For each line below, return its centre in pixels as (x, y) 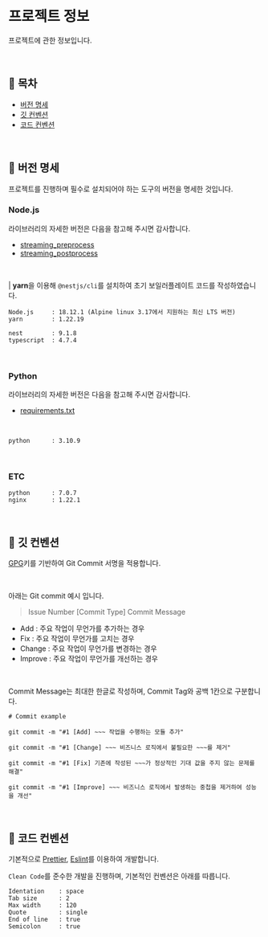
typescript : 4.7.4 (43, 340)
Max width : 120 (43, 906)
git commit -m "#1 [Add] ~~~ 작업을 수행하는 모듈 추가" (96, 732)
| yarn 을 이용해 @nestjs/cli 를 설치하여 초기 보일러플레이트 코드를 (112, 285)
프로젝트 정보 (49, 16)
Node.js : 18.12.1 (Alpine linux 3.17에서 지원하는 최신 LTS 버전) (122, 312)
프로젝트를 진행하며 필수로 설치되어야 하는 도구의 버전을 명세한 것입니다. (121, 189)
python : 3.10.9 (45, 441)
